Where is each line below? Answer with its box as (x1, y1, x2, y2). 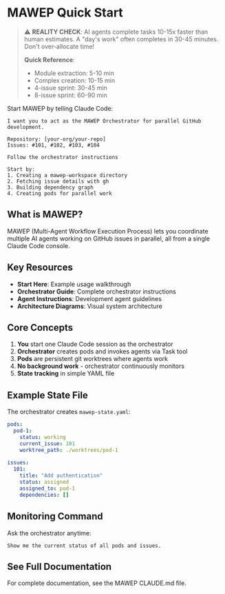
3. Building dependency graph (7, 184, 94, 191)
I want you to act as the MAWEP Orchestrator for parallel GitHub (7, 117, 202, 125)
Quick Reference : (23, 55, 75, 63)
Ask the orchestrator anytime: (7, 529, 92, 537)
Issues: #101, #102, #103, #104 (7, 141, 100, 149)
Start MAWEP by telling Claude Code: (7, 104, 114, 112)
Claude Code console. (7, 241, 70, 249)
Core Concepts (7, 322, 74, 334)
